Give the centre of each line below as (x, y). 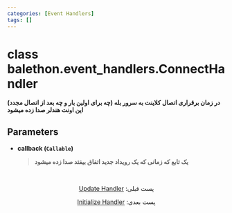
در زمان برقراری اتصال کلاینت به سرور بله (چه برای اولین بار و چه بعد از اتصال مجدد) (114, 103)
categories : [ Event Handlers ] (51, 13)
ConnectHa (191, 69)
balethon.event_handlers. (83, 69)
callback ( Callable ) (45, 149)
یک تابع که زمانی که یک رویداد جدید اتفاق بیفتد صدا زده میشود (111, 162)
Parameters (33, 132)
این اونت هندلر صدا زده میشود (45, 110)
